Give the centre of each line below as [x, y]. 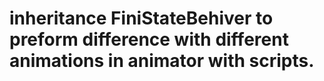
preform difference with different [149, 39]
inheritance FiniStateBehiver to [141, 18]
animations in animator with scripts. [162, 61]
